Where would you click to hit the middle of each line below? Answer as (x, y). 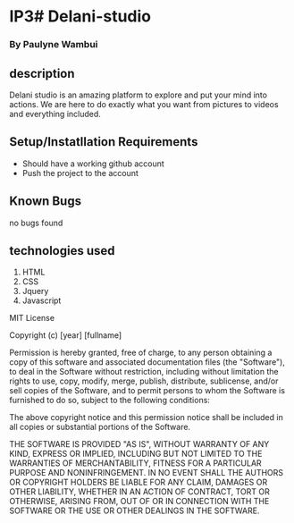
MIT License (32, 318)
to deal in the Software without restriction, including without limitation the (144, 372)
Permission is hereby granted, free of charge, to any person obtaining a (141, 353)
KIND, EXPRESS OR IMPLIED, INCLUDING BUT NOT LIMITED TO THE (136, 454)
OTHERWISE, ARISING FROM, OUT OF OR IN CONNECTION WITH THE (139, 502)
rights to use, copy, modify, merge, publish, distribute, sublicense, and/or (144, 381)
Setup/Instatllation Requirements (104, 142)
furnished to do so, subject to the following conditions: (109, 401)
